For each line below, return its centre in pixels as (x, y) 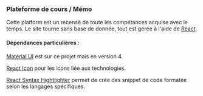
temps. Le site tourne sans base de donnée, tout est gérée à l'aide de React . (102, 29)
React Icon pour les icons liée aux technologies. (66, 68)
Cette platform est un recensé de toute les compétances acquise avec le (97, 22)
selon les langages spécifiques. (46, 86)
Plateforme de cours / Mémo (49, 9)
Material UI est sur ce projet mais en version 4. (65, 56)
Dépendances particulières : (43, 43)
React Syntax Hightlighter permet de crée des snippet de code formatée (97, 80)
